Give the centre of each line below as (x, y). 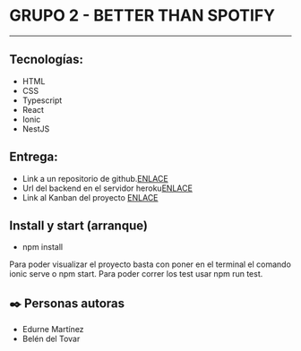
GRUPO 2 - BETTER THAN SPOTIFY (142, 16)
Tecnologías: (46, 60)
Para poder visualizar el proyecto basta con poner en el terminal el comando (150, 264)
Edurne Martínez (53, 330)
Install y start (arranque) (78, 225)
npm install (43, 247)
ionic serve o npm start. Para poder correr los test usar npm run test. (136, 274)
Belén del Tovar (51, 339)
